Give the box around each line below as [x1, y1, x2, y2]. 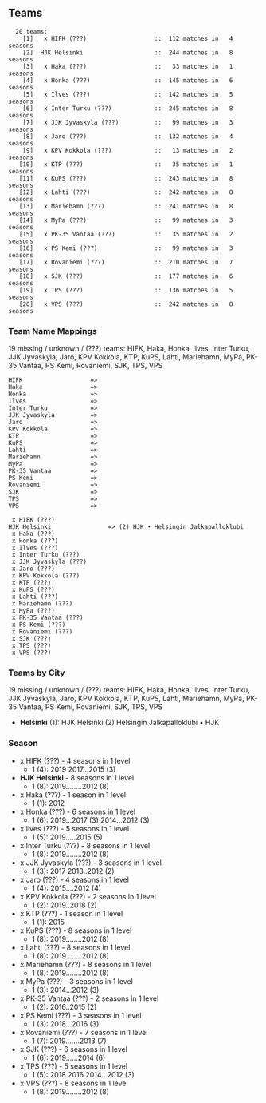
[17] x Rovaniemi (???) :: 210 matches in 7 [18, 258, 233, 266]
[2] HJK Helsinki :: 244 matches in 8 [22, 48, 233, 57]
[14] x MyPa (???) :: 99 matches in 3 [18, 216, 233, 224]
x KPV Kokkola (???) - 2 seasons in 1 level [19, 891, 157, 901]
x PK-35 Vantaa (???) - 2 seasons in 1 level [19, 994, 159, 1003]
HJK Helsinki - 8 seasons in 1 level [19, 772, 135, 782]
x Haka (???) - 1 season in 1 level [19, 790, 126, 799]
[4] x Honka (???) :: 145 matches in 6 [22, 76, 233, 85]
